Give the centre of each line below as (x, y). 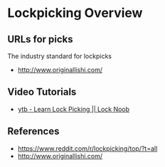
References (33, 131)
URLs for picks (40, 39)
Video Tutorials (42, 92)
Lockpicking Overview (75, 13)
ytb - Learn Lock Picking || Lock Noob (74, 109)
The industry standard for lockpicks (60, 56)
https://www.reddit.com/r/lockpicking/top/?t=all (87, 148)
